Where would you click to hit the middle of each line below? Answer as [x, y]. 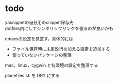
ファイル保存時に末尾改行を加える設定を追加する [61, 49]
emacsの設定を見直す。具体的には [39, 39]
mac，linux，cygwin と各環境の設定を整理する [52, 65]
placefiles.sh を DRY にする [32, 75]
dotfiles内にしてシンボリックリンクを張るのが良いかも [59, 28]
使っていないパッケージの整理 [42, 55]
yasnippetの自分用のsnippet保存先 [39, 22]
